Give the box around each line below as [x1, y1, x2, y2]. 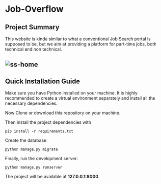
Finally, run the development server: [5, 156, 78, 161]
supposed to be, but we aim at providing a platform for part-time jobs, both [5, 41, 157, 47]
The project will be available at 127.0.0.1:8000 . [5, 174, 100, 180]
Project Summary [5, 23, 60, 31]
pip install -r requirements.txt [5, 129, 74, 134]
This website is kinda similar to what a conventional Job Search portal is [5, 36, 151, 42]
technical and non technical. [5, 46, 62, 52]
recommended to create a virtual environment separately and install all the [5, 95, 156, 101]
